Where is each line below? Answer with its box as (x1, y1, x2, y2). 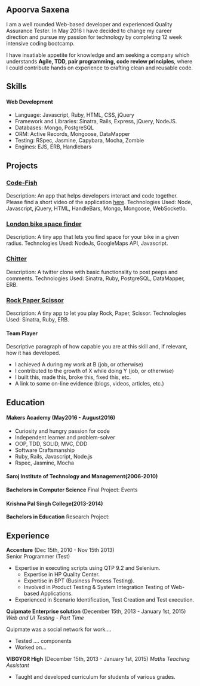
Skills (6, 81, 27, 92)
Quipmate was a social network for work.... (6, 626, 112, 633)
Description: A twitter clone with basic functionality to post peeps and (6, 268, 178, 275)
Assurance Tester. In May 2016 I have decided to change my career (6, 27, 172, 34)
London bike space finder (6, 220, 82, 228)
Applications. (41, 590, 73, 597)
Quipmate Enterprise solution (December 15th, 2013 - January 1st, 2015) (6, 608, 186, 615)
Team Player (6, 329, 38, 337)
